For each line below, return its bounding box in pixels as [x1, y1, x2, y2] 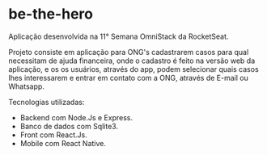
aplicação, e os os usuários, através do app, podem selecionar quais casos [8, 64, 259, 73]
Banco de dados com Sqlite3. [19, 121, 119, 131]
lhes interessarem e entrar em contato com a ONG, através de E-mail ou [8, 73, 248, 82]
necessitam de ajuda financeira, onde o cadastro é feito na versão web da [8, 56, 256, 65]
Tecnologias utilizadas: [8, 97, 85, 107]
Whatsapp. [8, 82, 44, 91]
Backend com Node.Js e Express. [19, 112, 133, 122]
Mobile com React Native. [19, 138, 107, 148]
